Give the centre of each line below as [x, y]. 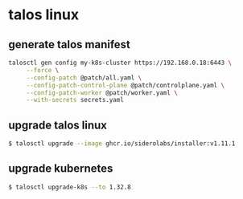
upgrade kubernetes [61, 169]
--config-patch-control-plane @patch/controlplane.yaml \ [126, 85]
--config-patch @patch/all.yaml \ [84, 78]
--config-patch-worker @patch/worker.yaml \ [102, 93]
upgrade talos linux [58, 125]
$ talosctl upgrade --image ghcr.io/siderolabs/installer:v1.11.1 [122, 144]
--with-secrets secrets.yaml [75, 100]
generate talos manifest [70, 45]
